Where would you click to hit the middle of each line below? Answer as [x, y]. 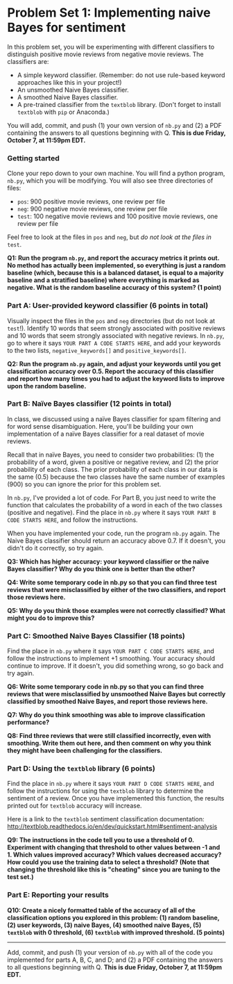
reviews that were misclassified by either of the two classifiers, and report [116, 589]
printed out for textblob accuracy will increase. [75, 806]
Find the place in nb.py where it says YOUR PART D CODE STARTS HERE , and [111, 784]
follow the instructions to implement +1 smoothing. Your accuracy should [111, 659]
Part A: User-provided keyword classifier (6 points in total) [108, 306]
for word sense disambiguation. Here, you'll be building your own [100, 426]
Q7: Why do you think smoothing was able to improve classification [106, 715]
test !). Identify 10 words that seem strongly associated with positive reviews [116, 328]
